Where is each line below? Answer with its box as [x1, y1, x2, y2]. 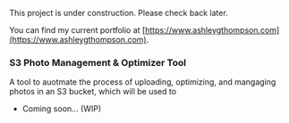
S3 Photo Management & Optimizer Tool [9, 56, 186, 69]
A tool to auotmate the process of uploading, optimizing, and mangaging [9, 77, 276, 87]
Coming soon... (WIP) [21, 103, 102, 114]
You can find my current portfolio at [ [9, 25, 146, 35]
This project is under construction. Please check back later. [9, 8, 228, 18]
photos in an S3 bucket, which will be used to [9, 86, 177, 97]
